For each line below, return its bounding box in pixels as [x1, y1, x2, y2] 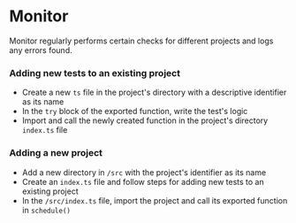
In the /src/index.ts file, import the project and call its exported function [21, 195, 288, 205]
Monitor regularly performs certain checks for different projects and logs [9, 35, 274, 46]
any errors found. [9, 44, 72, 55]
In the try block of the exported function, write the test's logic [21, 106, 248, 117]
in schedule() [21, 204, 71, 215]
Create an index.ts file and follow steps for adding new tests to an [21, 176, 264, 187]
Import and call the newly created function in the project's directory [21, 115, 269, 126]
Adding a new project [9, 147, 103, 159]
